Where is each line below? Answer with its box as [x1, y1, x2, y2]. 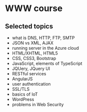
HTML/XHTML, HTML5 [12, 50, 58, 56]
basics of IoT [12, 91, 38, 97]
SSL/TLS [12, 86, 30, 92]
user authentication [12, 81, 51, 87]
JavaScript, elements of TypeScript [12, 61, 83, 66]
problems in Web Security [12, 102, 64, 107]
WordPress [12, 97, 34, 102]
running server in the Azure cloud [12, 45, 79, 51]
